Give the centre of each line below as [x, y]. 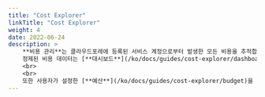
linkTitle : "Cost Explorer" [54, 23]
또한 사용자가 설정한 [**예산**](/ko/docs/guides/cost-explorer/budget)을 [138, 81]
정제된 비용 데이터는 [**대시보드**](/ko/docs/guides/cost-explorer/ [128, 59]
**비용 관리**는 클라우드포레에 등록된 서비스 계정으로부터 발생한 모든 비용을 [130, 52]
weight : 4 [24, 30]
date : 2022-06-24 [37, 37]
